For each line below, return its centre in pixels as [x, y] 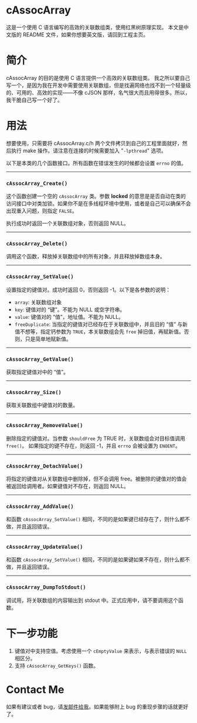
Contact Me [35, 689]
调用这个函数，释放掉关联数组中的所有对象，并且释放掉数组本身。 [86, 257]
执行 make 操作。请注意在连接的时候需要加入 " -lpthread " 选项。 [89, 150]
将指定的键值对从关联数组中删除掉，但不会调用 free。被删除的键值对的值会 [96, 479]
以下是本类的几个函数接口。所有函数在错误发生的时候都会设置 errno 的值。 [96, 163]
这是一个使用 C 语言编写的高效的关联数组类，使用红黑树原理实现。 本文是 [95, 27]
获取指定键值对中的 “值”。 [38, 372]
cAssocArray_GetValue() [40, 359]
